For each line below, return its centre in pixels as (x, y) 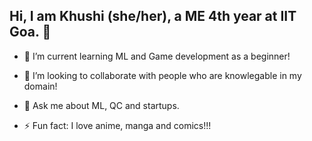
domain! (40, 86)
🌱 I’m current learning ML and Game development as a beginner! (157, 56)
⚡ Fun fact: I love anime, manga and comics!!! (117, 125)
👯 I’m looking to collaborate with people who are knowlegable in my (162, 75)
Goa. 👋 (30, 32)
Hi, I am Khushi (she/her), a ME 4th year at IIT (153, 16)
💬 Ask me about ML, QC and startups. (101, 105)
